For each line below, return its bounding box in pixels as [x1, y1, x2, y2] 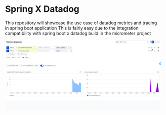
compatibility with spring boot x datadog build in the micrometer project [5, 30, 151, 36]
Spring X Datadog [5, 3, 80, 15]
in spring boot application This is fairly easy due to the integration [5, 25, 139, 31]
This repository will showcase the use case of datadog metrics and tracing [5, 20, 157, 26]
